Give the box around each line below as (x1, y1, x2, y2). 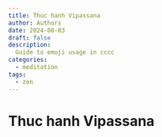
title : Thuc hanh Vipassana (8, 11, 101, 20)
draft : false (8, 33, 51, 42)
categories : (8, 56, 47, 64)
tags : (8, 70, 26, 78)
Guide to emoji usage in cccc (15, 48, 115, 56)
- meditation (15, 63, 58, 71)
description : (8, 41, 51, 49)
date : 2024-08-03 (8, 26, 66, 34)
